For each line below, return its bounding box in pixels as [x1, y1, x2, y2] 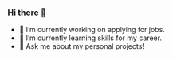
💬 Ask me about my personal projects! [18, 42, 145, 51]
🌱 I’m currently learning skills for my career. [18, 33, 163, 42]
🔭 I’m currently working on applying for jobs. [18, 25, 165, 35]
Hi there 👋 [7, 7, 47, 18]
